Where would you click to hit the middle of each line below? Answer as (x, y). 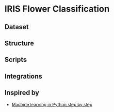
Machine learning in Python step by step (52, 104)
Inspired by (22, 93)
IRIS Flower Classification (57, 9)
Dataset (17, 27)
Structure (19, 43)
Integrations (23, 76)
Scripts (16, 60)
